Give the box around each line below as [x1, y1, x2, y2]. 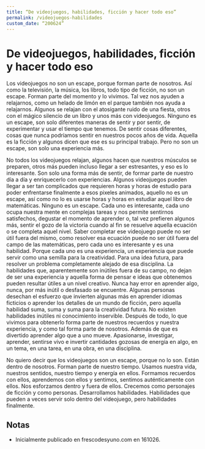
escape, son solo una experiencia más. [6, 145, 105, 152]
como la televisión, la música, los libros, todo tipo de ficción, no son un [6, 86, 185, 93]
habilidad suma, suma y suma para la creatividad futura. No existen [6, 306, 176, 313]
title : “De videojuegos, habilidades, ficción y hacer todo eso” [6, 9, 176, 15]
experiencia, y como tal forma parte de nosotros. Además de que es [6, 325, 179, 333]
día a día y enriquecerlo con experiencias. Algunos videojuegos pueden [6, 176, 187, 183]
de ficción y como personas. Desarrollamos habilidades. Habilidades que [6, 389, 191, 396]
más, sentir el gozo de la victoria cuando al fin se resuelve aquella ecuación [6, 221, 197, 229]
